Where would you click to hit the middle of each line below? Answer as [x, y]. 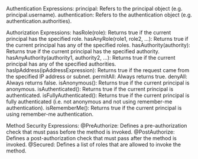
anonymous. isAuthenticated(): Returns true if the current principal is [90, 89]
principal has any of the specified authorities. [61, 64]
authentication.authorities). [39, 21]
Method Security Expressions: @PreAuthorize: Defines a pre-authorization [97, 126]
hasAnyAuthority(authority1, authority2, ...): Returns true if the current [91, 58]
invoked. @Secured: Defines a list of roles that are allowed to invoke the [94, 145]
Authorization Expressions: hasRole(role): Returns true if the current [89, 33]
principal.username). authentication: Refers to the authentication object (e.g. [99, 15]
